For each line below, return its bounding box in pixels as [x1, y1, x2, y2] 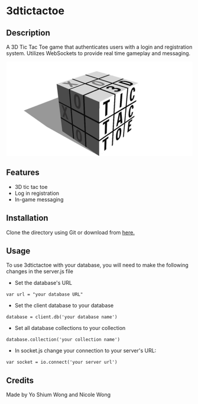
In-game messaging [14, 195, 64, 203]
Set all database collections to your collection [14, 325, 126, 332]
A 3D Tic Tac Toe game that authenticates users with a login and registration [6, 43, 193, 50]
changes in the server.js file [6, 268, 74, 275]
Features [6, 168, 40, 178]
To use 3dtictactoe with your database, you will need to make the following [6, 262, 189, 269]
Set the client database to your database [14, 302, 114, 309]
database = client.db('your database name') [6, 314, 118, 320]
